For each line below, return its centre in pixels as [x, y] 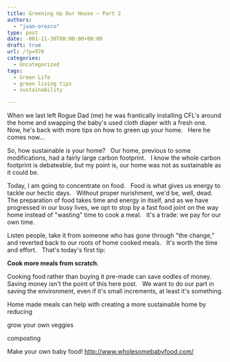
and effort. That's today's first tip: [56, 250]
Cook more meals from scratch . [53, 263]
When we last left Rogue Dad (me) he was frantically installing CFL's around [114, 116]
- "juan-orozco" [36, 26]
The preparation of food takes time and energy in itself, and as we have [108, 200]
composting [24, 338]
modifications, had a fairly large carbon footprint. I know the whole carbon [114, 158]
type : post [23, 33]
